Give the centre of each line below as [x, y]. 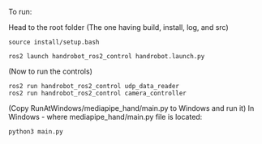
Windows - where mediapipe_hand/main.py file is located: [105, 117]
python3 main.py [36, 132]
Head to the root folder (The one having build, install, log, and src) [118, 27]
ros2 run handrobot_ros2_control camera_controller [97, 93]
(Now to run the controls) [51, 71]
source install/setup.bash [54, 42]
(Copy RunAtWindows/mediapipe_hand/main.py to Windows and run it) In [131, 108]
